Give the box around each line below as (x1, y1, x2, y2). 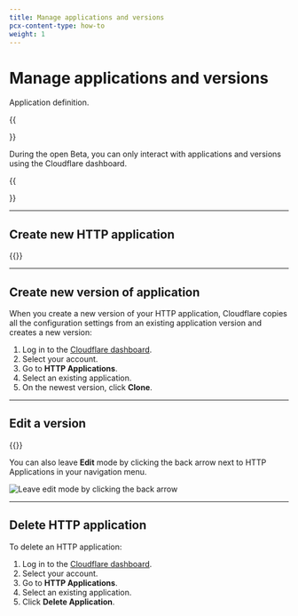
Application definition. (9, 97, 90, 108)
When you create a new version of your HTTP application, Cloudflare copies (9, 308, 288, 318)
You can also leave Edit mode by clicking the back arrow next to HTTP (9, 457, 267, 468)
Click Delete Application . (21, 596, 115, 607)
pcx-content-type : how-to (9, 21, 105, 30)
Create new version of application (9, 284, 200, 300)
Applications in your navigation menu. (9, 466, 147, 476)
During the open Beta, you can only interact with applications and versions (9, 148, 282, 160)
